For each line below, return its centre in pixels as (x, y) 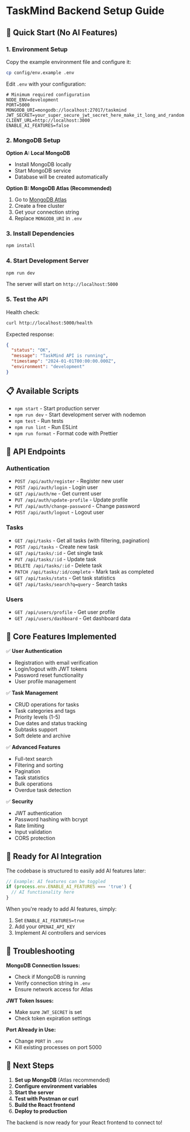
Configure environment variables (56, 1086)
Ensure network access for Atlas (53, 989)
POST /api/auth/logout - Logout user (59, 513)
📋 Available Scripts (42, 391)
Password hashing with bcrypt (51, 819)
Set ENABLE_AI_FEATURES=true (49, 921)
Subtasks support (36, 729)
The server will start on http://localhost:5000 (62, 284)
